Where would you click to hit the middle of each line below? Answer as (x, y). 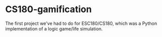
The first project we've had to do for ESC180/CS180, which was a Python (81, 23)
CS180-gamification (49, 9)
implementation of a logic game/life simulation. (54, 28)
